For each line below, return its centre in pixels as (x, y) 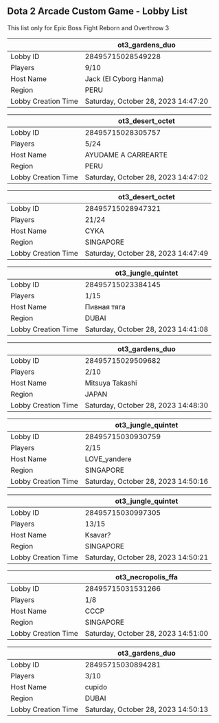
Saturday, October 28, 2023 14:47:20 (147, 101)
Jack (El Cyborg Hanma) (125, 78)
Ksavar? (98, 535)
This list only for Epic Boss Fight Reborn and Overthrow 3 (88, 27)
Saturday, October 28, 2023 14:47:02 (147, 177)
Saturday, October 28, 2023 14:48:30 (147, 405)
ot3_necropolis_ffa (147, 577)
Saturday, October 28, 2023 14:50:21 (147, 557)
